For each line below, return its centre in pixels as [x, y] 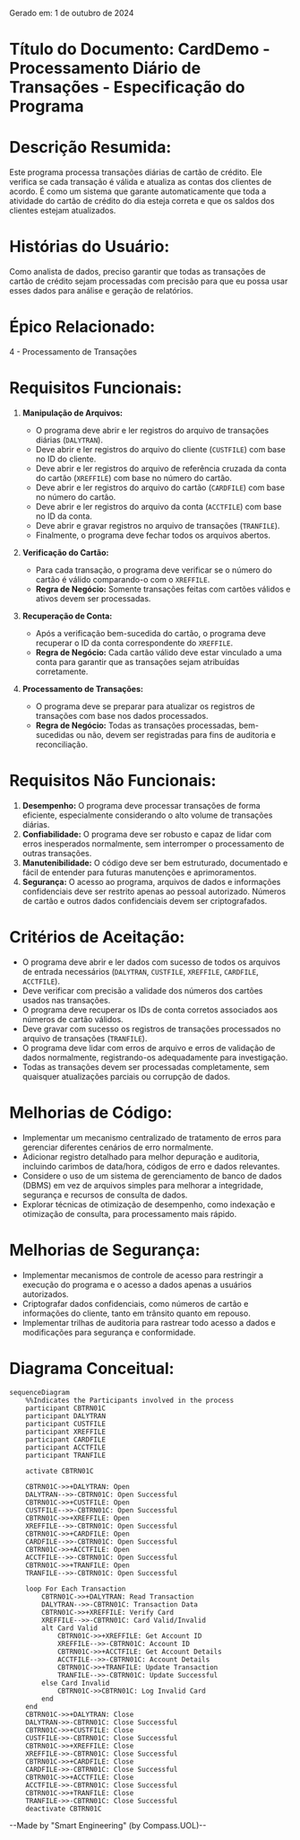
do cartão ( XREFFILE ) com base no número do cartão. [134, 478]
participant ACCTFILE [65, 1447]
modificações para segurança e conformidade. [109, 1332]
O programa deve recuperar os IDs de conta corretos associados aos [150, 1010]
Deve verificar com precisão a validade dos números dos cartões [142, 990]
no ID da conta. [64, 516]
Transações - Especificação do [127, 88]
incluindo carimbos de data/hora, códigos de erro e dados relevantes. [151, 1166]
